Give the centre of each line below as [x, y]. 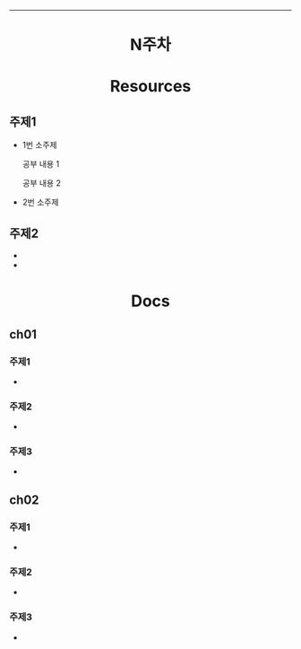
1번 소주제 [39, 145]
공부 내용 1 [41, 164]
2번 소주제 [40, 202]
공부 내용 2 [41, 183]
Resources [150, 87]
